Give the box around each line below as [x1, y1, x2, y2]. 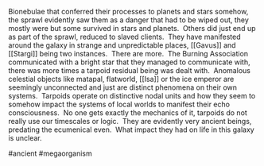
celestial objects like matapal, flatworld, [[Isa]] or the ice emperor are [8, 75, 235, 83]
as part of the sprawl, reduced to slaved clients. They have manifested [8, 32, 241, 41]
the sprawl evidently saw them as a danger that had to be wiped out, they [8, 15, 249, 25]
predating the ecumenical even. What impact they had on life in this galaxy [8, 125, 254, 134]
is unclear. [8, 133, 42, 142]
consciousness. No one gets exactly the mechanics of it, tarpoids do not [8, 108, 248, 118]
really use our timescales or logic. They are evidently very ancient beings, [8, 117, 252, 125]
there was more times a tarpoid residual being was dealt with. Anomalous [8, 66, 250, 75]
